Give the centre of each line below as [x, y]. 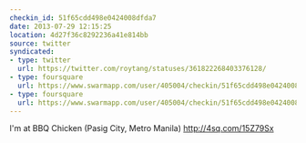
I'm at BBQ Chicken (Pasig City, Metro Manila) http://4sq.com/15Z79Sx [142, 128]
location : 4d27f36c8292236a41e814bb [79, 35]
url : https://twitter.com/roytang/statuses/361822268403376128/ [142, 69]
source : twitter [40, 43]
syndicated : [32, 52]
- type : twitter [40, 60]
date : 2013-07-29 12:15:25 [61, 26]
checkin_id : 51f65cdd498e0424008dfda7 [83, 18]
